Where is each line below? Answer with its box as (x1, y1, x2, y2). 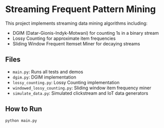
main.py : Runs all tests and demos (12, 69, 83, 75)
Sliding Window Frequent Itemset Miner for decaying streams (12, 40, 140, 46)
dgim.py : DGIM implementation (12, 74, 77, 80)
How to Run (5, 105, 42, 113)
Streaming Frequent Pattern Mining (5, 4, 156, 15)
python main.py (5, 118, 37, 123)
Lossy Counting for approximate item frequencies (12, 35, 116, 41)
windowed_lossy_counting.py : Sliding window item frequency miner (12, 85, 151, 91)
